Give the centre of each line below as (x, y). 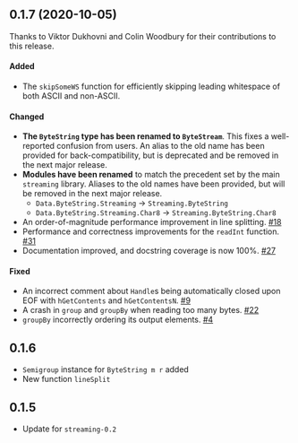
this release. (32, 46)
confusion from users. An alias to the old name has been (161, 146)
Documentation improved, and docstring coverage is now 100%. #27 (149, 251)
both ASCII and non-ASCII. (71, 96)
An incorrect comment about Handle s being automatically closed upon (151, 291)
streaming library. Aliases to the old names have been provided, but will (153, 184)
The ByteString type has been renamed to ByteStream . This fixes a (145, 136)
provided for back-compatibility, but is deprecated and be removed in (150, 155)
